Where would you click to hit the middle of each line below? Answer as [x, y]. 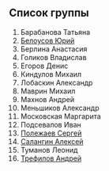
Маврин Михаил [48, 91]
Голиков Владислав [53, 57]
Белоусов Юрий [47, 40]
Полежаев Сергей [51, 133]
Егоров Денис [44, 66]
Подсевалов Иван [51, 124]
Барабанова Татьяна [55, 32]
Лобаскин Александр [56, 82]
